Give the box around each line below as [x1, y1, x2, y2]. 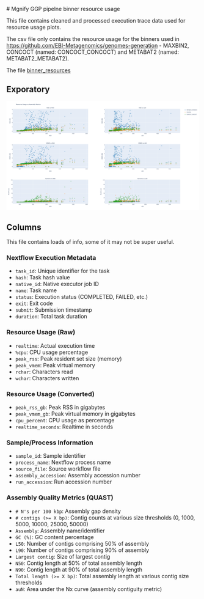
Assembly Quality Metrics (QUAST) [6, 493, 114, 502]
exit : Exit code [15, 299, 53, 307]
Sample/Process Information [6, 438, 93, 447]
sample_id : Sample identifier [15, 452, 86, 460]
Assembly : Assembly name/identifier [15, 527, 105, 534]
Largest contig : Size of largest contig [15, 553, 111, 560]
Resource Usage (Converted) [6, 389, 95, 398]
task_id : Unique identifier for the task [15, 267, 110, 274]
